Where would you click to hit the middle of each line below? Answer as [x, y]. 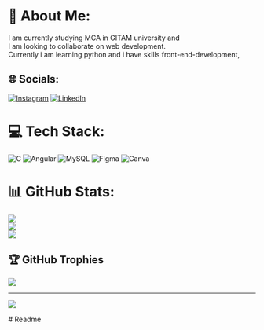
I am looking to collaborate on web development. [87, 46]
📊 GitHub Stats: [62, 191]
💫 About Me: [49, 16]
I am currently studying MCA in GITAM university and [94, 38]
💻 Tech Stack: [57, 131]
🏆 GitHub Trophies [56, 260]
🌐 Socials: [34, 79]
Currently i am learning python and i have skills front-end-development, [124, 54]
